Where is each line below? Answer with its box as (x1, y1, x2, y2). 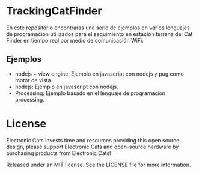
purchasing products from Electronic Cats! (6, 149, 111, 157)
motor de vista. (14, 76, 53, 83)
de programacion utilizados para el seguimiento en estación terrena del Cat (6, 30, 193, 37)
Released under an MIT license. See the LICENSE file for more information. (6, 161, 191, 168)
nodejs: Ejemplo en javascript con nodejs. (14, 83, 118, 90)
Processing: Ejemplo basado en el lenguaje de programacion (14, 89, 166, 97)
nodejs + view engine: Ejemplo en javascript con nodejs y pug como (14, 70, 185, 77)
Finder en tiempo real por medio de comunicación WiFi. (6, 37, 144, 44)
